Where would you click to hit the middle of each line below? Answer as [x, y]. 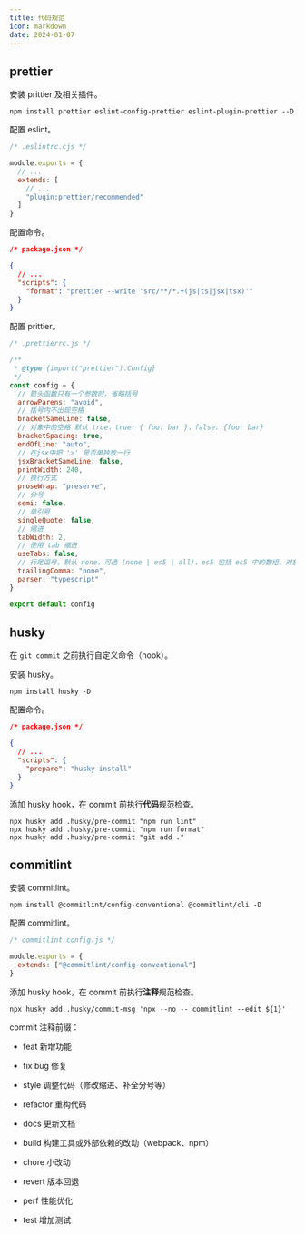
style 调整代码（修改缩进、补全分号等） [96, 1084]
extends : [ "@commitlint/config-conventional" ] [107, 965]
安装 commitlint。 [42, 888]
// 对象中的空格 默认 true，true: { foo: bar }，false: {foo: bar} [141, 427]
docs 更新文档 [49, 1123]
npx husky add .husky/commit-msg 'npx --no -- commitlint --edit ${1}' [148, 1009]
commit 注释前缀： [44, 1027]
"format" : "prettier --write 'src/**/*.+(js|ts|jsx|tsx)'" [140, 291]
